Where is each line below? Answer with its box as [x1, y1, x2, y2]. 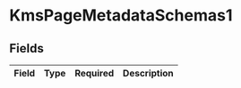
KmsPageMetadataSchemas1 [9, 5, 233, 26]
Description [122, 68, 175, 79]
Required [74, 68, 115, 79]
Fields [9, 41, 45, 56]
